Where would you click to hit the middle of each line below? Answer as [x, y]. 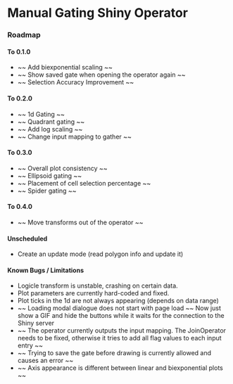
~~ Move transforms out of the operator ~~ [80, 222]
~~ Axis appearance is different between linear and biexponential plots [120, 368]
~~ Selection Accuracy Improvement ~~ [76, 82]
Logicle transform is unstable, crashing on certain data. [97, 286]
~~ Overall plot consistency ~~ [62, 168]
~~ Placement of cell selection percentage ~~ [84, 183]
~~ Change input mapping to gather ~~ [75, 136]
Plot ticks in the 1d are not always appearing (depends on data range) [118, 301]
